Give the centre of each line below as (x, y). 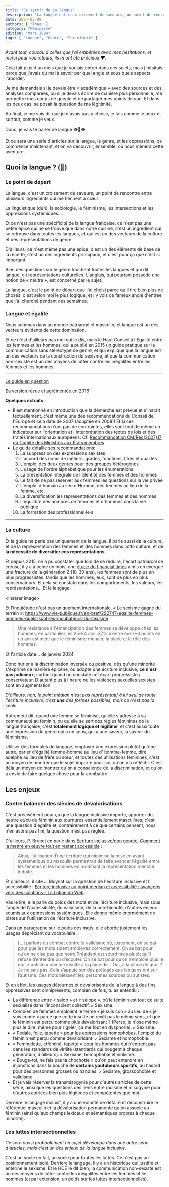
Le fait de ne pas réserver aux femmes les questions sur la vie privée (92, 480)
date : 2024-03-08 (23, 19)
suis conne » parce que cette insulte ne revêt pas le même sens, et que (87, 1016)
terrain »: (15, 613)
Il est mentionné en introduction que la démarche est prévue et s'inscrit (87, 410)
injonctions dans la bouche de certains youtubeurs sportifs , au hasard (86, 1065)
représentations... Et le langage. (38, 588)
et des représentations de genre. (39, 239)
